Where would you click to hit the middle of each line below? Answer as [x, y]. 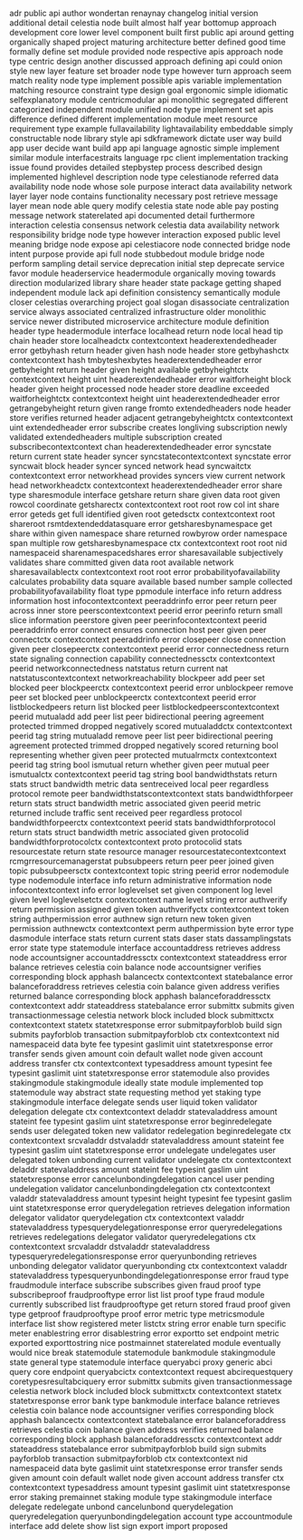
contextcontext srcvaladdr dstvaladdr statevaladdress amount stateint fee [147, 1140]
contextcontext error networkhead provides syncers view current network [147, 476]
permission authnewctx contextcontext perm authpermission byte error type [151, 928]
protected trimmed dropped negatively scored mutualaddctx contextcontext [151, 726]
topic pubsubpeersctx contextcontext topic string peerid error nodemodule [149, 871]
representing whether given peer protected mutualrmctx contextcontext [143, 755]
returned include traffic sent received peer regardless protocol [126, 813]
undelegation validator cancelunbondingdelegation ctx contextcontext [140, 1189]
